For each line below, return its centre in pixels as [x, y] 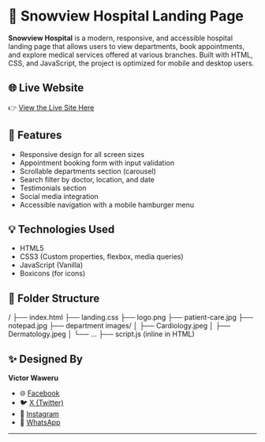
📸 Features [35, 135]
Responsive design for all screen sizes [82, 154]
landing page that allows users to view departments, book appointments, [127, 46]
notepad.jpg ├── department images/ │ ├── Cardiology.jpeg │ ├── [119, 326]
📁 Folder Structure [54, 298]
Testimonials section [53, 188]
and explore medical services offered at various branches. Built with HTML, [131, 54]
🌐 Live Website [46, 88]
